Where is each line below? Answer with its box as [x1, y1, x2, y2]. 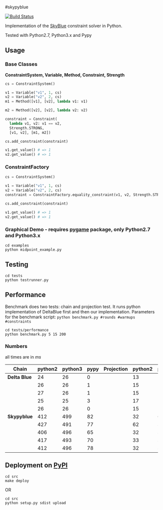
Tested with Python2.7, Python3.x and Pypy [5, 33, 92, 38]
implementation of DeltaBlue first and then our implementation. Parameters [5, 309, 155, 314]
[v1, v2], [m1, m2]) [9, 130, 51, 135]
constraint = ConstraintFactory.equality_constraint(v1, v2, [5, 193, 131, 197]
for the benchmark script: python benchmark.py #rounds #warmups [5, 314, 135, 320]
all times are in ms [5, 354, 41, 360]
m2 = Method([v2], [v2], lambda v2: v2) [5, 108, 88, 113]
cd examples [5, 243, 29, 248]
